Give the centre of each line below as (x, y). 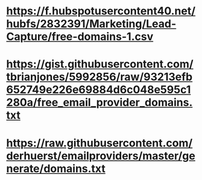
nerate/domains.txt (56, 168)
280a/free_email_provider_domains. (99, 103)
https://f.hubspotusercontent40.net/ (101, 11)
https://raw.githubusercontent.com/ (99, 143)
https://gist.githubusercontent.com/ (100, 64)
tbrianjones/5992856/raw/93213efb (99, 77)
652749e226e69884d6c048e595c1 (99, 90)
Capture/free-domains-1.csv (80, 37)
